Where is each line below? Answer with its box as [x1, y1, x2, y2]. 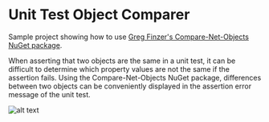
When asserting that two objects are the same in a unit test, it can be [8, 56, 236, 65]
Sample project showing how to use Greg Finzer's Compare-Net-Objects [8, 32, 249, 41]
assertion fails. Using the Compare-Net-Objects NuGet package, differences [8, 73, 262, 82]
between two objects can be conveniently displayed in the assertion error [8, 81, 251, 91]
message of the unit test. [8, 89, 91, 99]
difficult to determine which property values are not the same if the [8, 64, 230, 73]
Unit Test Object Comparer [8, 6, 190, 24]
